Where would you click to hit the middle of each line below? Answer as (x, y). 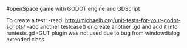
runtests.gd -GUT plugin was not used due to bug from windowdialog (93, 33)
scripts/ (16, 27)
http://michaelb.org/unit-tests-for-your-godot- (123, 20)
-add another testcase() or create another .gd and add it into (102, 27)
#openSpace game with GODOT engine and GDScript (73, 9)
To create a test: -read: (35, 20)
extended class (25, 39)
